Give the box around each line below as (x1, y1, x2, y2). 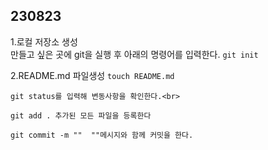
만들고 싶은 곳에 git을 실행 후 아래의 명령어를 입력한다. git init (10, 48, 259, 60)
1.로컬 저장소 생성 (10, 35, 78, 48)
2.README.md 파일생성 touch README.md (10, 69, 175, 81)
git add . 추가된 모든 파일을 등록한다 (10, 110, 152, 121)
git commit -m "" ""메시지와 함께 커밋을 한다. (10, 130, 194, 140)
